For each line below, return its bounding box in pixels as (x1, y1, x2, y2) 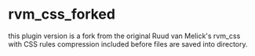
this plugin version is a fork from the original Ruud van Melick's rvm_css (8, 31, 241, 40)
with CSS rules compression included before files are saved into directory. (8, 39, 248, 48)
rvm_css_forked (8, 5, 116, 23)
